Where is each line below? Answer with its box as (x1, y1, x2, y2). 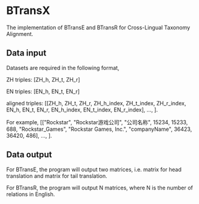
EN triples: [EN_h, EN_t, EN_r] (6, 88, 80, 95)
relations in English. (6, 190, 55, 198)
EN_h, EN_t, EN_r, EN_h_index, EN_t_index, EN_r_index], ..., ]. (6, 106, 158, 113)
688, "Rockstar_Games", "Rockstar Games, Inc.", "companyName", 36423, (6, 125, 192, 133)
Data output (6, 150, 52, 160)
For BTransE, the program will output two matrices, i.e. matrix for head (6, 166, 182, 173)
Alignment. (6, 30, 33, 37)
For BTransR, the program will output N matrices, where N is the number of (6, 184, 193, 191)
